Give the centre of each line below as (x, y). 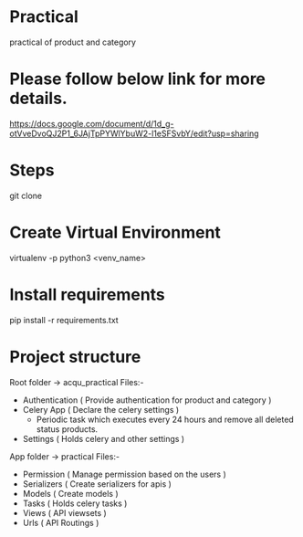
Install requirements (88, 295)
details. (39, 99)
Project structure (75, 357)
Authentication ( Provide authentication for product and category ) (147, 400)
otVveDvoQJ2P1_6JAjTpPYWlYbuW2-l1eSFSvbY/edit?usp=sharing (134, 133)
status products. (67, 429)
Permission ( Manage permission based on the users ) (124, 474)
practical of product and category (73, 42)
